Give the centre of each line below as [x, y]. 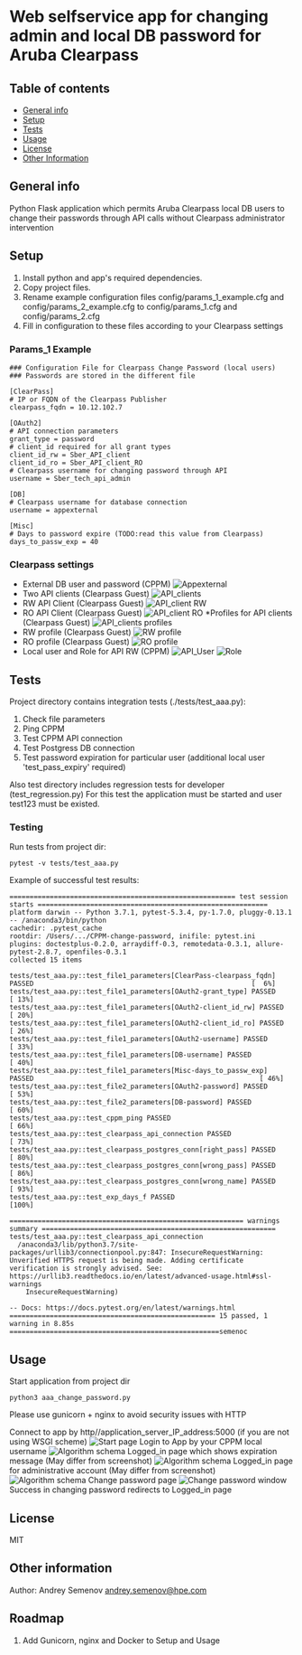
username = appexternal [54, 510]
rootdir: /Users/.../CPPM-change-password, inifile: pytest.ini [133, 936]
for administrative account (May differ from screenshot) [113, 1471]
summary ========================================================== [143, 1229]
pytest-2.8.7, [36, 952]
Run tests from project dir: [58, 847]
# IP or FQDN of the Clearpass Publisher [88, 400]
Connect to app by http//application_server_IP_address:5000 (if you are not [150, 1432]
